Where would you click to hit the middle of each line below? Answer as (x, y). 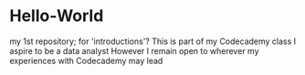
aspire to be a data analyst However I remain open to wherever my (134, 50)
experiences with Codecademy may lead (86, 60)
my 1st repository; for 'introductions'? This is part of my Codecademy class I (153, 41)
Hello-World (57, 16)
